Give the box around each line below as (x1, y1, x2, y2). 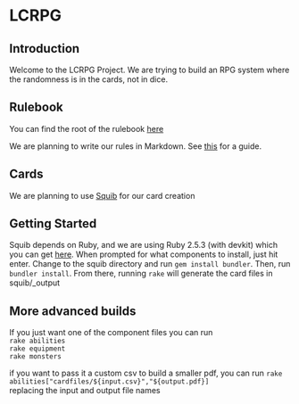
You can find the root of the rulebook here (9, 123, 164, 134)
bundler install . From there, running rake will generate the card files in (9, 268, 273, 279)
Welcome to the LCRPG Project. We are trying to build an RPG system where (9, 64, 290, 75)
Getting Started (9, 216, 97, 232)
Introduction (9, 41, 80, 56)
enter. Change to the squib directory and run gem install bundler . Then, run (9, 259, 291, 269)
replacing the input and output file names (9, 385, 161, 396)
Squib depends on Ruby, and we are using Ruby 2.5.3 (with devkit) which (9, 240, 278, 251)
